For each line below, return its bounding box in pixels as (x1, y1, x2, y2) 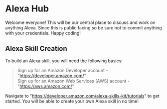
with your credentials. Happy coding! (5, 30, 81, 36)
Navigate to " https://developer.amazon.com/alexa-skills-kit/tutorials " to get (5, 93, 160, 99)
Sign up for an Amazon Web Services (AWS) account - (17, 78, 130, 84)
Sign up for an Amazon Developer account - (17, 67, 108, 73)
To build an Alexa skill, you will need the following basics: (5, 58, 123, 64)
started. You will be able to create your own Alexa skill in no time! (5, 98, 139, 104)
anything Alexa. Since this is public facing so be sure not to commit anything (5, 24, 162, 30)
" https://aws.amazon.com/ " (17, 83, 75, 89)
